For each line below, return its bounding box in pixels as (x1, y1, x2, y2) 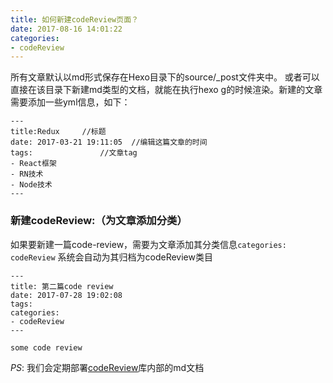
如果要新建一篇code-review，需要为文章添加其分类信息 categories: (10, 238, 287, 250)
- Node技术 (10, 180, 53, 190)
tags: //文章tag (10, 148, 138, 158)
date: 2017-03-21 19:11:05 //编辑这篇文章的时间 (10, 137, 208, 148)
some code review (10, 342, 83, 353)
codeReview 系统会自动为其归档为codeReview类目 (10, 251, 213, 263)
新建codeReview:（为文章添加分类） (10, 214, 188, 228)
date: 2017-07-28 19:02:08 (10, 290, 123, 300)
